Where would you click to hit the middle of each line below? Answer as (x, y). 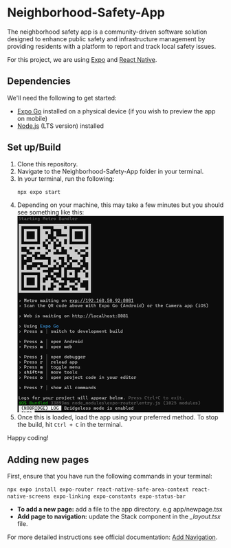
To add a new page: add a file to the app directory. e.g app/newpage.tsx (120, 509)
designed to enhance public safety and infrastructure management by (106, 39)
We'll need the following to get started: (62, 98)
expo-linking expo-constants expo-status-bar (120, 496)
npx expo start (39, 192)
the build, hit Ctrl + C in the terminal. (70, 425)
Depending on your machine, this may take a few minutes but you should (120, 205)
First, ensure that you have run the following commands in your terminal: (110, 476)
